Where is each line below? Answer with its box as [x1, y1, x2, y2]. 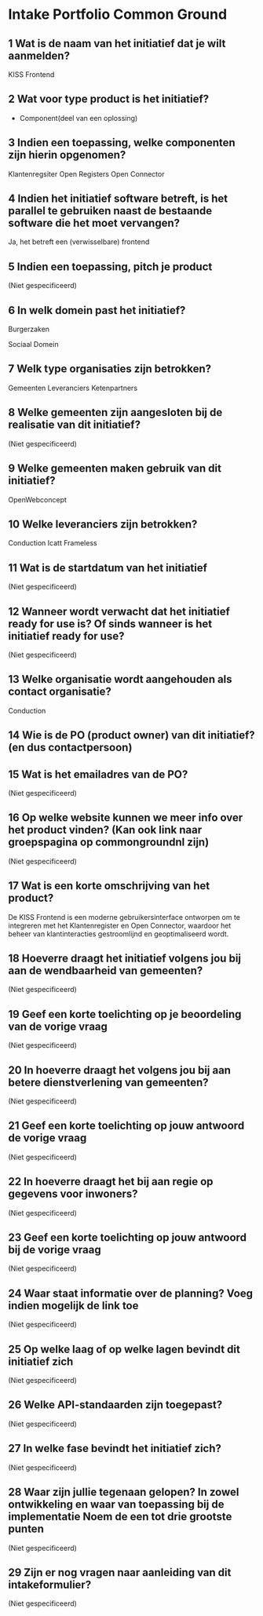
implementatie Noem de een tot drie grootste [8, 1510, 232, 1523]
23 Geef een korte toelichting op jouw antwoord [8, 1231, 247, 1245]
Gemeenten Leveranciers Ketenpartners [8, 383, 138, 392]
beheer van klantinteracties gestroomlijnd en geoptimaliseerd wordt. [8, 928, 229, 939]
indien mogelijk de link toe [8, 1299, 139, 1312]
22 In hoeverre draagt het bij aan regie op [8, 1175, 214, 1188]
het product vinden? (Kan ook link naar [8, 823, 203, 837]
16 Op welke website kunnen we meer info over [8, 811, 243, 825]
